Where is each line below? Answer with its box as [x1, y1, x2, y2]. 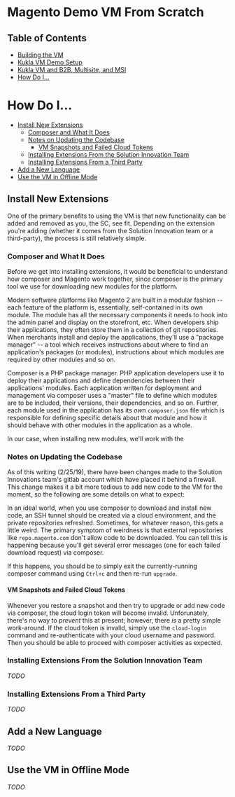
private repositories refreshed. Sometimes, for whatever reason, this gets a [7, 519, 224, 527]
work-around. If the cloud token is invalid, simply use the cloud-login [7, 623, 207, 632]
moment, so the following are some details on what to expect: [7, 490, 185, 499]
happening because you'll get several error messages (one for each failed [7, 541, 220, 550]
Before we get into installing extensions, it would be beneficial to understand [7, 268, 228, 276]
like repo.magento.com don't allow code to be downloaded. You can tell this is [7, 534, 228, 542]
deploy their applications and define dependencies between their [7, 376, 195, 385]
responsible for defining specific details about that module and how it [7, 414, 208, 422]
